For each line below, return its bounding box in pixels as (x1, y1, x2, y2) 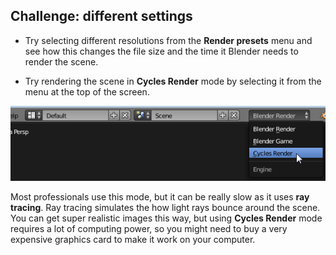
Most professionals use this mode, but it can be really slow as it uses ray (10, 191, 310, 203)
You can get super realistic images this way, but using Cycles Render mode (10, 212, 323, 224)
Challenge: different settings (10, 8, 193, 25)
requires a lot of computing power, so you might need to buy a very (10, 223, 288, 235)
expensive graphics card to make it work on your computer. (10, 234, 256, 246)
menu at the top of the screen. (24, 85, 150, 98)
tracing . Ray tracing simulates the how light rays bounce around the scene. (10, 202, 321, 214)
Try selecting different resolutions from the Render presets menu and (24, 34, 313, 46)
